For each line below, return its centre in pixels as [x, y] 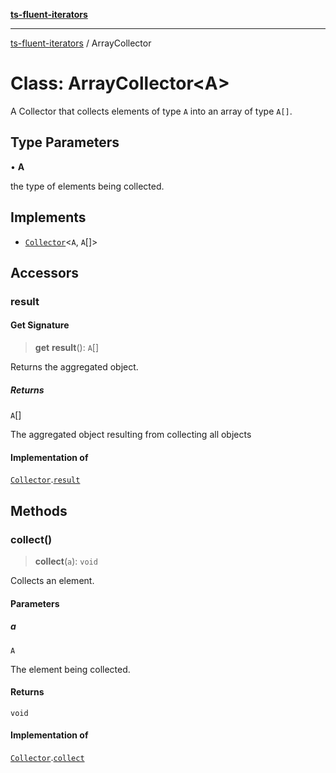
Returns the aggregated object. [74, 367]
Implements [48, 217]
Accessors [45, 272]
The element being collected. [70, 669]
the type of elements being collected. [87, 186]
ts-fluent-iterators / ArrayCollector [81, 43]
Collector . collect [47, 757]
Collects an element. [52, 580]
